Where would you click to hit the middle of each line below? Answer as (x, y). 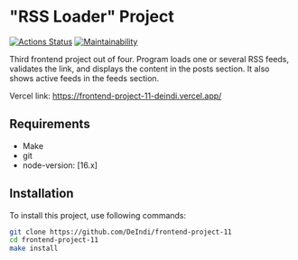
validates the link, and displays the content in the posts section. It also (140, 69)
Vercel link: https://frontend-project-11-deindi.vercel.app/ (116, 96)
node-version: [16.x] (60, 165)
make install (34, 249)
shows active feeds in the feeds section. (84, 78)
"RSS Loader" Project (92, 17)
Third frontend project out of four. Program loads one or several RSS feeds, (149, 59)
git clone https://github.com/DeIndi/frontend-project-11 (121, 232)
